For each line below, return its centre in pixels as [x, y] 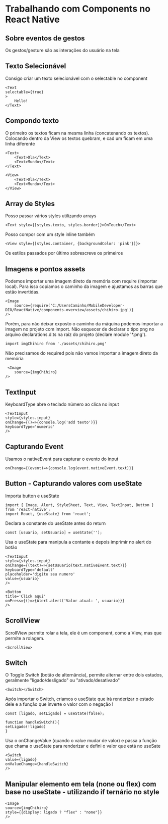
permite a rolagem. [25, 638]
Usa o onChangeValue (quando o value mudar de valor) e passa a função [81, 741]
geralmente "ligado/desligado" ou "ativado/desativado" [63, 681]
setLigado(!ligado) [26, 727]
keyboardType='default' [30, 570]
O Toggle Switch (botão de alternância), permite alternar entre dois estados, [84, 675]
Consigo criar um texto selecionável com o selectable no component [76, 78]
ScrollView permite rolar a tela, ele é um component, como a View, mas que [83, 633]
